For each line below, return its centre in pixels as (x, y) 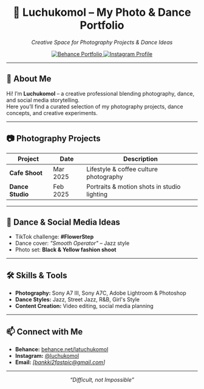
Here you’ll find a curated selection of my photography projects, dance (95, 107)
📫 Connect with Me (45, 331)
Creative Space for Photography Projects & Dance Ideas (102, 42)
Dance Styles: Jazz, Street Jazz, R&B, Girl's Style (77, 300)
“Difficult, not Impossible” (102, 380)
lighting (97, 194)
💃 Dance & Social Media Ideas (63, 222)
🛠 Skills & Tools (37, 275)
